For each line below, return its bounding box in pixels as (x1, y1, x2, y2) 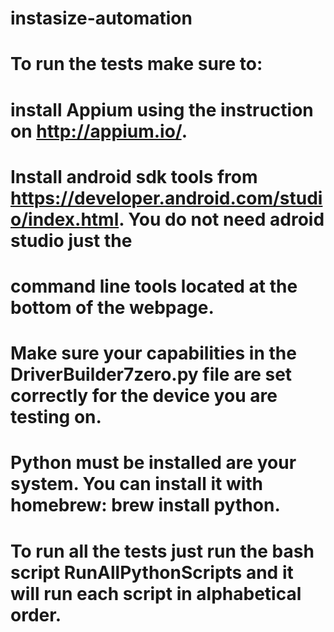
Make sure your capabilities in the (10, 342, 297, 365)
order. (10, 603, 62, 626)
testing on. (10, 406, 102, 429)
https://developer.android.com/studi (10, 187, 323, 209)
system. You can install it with (10, 473, 264, 496)
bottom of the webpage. (10, 296, 215, 319)
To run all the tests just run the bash (10, 540, 315, 562)
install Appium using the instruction (10, 98, 314, 121)
